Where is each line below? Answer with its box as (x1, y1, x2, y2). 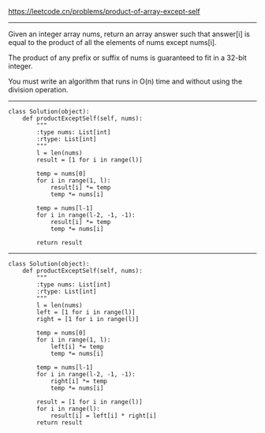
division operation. (8, 85, 69, 94)
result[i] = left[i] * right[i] (50, 412, 157, 420)
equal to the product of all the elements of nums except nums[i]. (8, 38, 217, 47)
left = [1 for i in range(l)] (36, 308, 136, 316)
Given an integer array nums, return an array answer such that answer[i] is (8, 29, 250, 39)
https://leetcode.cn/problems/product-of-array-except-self (8, 7, 201, 16)
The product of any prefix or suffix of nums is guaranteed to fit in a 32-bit (8, 53, 247, 62)
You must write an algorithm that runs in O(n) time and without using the (8, 77, 243, 86)
